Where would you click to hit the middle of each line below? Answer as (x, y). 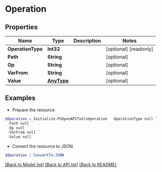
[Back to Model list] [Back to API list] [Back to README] (61, 165)
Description (87, 41)
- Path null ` (20, 123)
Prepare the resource (33, 110)
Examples (20, 98)
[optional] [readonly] (130, 49)
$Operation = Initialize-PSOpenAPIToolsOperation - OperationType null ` (81, 119)
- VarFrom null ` (24, 132)
